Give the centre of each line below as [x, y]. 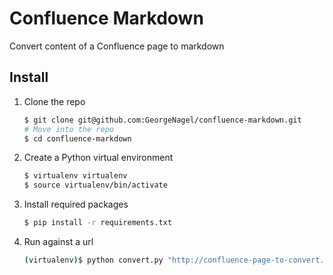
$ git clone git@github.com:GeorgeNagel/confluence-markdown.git [162, 120]
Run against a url [58, 241]
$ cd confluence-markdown [77, 138]
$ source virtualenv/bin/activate [95, 185]
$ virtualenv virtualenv [75, 176]
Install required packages [76, 204]
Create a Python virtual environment [98, 158]
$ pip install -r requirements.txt [98, 223]
